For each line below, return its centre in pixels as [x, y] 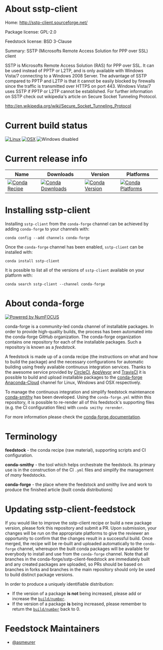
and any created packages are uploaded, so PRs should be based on [74, 564]
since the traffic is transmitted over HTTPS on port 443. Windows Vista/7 [78, 86]
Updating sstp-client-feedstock [70, 509]
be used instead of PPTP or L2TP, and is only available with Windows [74, 70]
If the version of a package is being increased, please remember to [79, 604]
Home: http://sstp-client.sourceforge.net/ [46, 22]
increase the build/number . [39, 598]
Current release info [46, 159]
